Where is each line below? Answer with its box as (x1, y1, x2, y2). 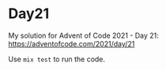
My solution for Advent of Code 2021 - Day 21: (8, 31, 160, 40)
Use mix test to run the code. (8, 54, 105, 64)
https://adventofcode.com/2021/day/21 (8, 39, 135, 48)
